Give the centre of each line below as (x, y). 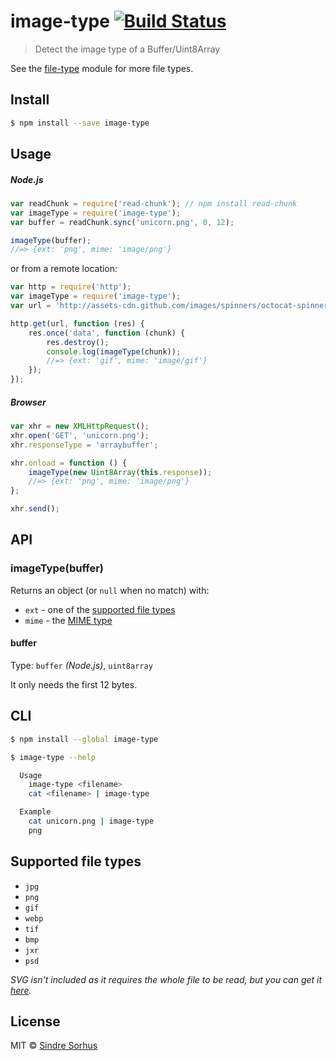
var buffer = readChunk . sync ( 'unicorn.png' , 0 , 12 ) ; (122, 222)
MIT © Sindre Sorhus (54, 1046)
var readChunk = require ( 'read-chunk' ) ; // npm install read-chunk (154, 203)
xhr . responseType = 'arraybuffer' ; (84, 445)
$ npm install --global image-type (84, 739)
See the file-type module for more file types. (102, 68)
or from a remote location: (64, 269)
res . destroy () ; (78, 342)
